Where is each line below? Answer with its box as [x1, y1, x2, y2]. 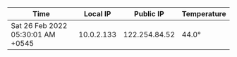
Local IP [83, 9, 111, 18]
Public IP [133, 9, 164, 18]
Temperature [181, 9, 226, 18]
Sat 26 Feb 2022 [11, 21, 68, 30]
